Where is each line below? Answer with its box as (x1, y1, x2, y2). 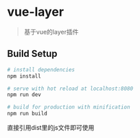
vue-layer (7, 4, 64, 20)
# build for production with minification (7, 104, 130, 111)
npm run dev (7, 91, 41, 98)
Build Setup (7, 48, 58, 60)
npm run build (7, 111, 48, 117)
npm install (7, 73, 41, 80)
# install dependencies (7, 66, 75, 73)
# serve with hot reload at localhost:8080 (7, 85, 134, 92)
